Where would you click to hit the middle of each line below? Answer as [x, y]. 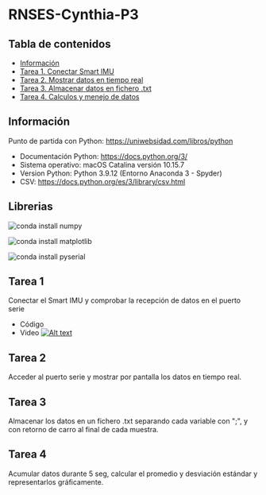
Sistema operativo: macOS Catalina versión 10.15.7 [102, 164]
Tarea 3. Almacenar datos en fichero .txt [86, 88]
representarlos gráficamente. [56, 481]
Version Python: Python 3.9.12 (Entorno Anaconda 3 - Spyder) [121, 173]
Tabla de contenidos [60, 44]
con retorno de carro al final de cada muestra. [83, 430]
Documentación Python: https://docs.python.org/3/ [104, 156]
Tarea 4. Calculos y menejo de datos [79, 97]
